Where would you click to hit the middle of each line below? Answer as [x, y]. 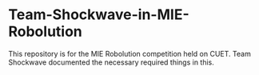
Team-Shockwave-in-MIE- [99, 15]
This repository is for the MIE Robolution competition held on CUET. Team [130, 53]
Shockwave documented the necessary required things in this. [111, 62]
